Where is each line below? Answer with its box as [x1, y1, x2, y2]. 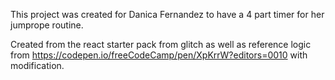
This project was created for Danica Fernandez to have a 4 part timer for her [10, 9, 325, 20]
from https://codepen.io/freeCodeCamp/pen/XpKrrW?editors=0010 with [10, 49, 308, 61]
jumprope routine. [10, 19, 84, 31]
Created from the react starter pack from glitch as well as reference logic [10, 39, 312, 50]
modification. [10, 60, 65, 71]
